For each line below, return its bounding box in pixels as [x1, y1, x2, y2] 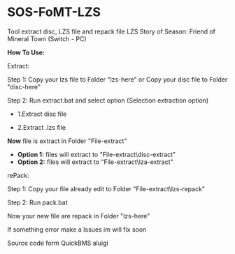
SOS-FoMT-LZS [7, 4, 101, 20]
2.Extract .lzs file [17, 123, 66, 131]
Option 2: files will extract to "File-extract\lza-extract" [17, 158, 173, 166]
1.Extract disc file [17, 110, 67, 118]
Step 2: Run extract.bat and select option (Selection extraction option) [7, 96, 209, 105]
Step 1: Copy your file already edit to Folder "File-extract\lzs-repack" [7, 184, 205, 193]
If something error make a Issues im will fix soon [7, 225, 147, 234]
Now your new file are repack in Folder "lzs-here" [7, 211, 150, 220]
